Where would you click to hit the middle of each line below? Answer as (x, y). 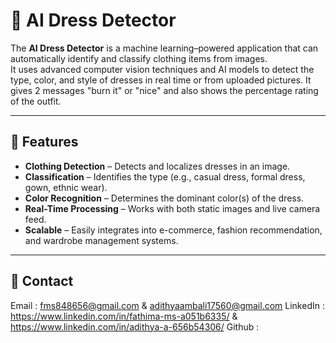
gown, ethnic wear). (66, 187)
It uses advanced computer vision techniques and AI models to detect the (162, 69)
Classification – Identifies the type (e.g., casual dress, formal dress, (165, 176)
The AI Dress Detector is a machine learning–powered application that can (164, 48)
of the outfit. (36, 101)
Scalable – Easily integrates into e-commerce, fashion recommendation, (173, 230)
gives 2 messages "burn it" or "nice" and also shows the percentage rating (164, 90)
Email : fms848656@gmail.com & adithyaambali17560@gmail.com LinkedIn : (167, 305)
